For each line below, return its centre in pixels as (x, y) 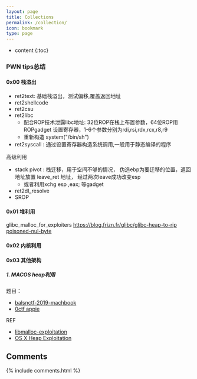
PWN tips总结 (26, 67)
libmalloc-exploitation (41, 332)
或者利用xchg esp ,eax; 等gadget (64, 184)
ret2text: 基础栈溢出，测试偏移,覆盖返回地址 (68, 96)
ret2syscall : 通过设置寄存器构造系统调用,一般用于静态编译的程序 (93, 145)
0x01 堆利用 (21, 211)
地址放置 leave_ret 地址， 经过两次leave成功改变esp (78, 177)
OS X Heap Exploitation (43, 338)
